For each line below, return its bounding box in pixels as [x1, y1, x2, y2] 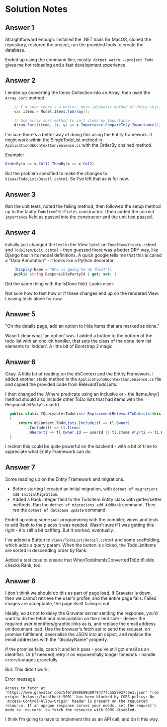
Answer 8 [5, 577, 36, 585]
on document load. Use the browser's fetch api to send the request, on [5, 626, 151, 632]
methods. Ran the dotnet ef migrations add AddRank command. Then [12, 502, 156, 508]
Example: [5, 152, 24, 158]
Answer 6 [5, 358, 36, 366]
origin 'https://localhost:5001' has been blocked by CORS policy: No [5, 695, 155, 700]
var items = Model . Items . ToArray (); [14, 109, 90, 114]
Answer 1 [5, 23, 35, 32]
